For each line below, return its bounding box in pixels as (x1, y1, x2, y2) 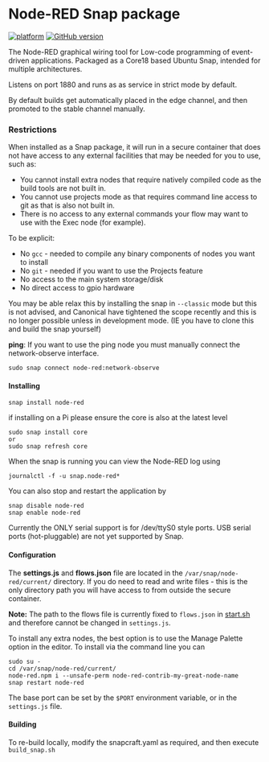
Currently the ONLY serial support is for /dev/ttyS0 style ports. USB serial (8, 523, 251, 533)
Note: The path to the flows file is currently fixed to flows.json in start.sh (8, 609, 251, 619)
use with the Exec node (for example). (19, 218, 146, 228)
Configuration (8, 550, 56, 560)
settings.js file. (8, 701, 63, 711)
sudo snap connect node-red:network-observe (8, 364, 160, 373)
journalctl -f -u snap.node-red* (8, 472, 120, 480)
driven (8, 56, 30, 65)
